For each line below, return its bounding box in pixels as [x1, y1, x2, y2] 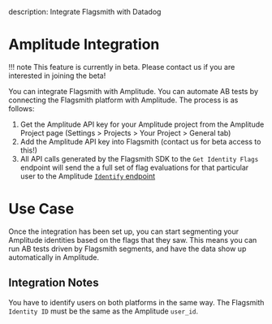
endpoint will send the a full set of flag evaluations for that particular [19, 162, 249, 172]
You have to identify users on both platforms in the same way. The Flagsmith [8, 297, 265, 307]
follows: [8, 103, 35, 113]
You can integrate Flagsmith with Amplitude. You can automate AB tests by [8, 86, 258, 96]
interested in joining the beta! [8, 71, 106, 80]
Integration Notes [8, 276, 99, 290]
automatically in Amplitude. [8, 252, 100, 262]
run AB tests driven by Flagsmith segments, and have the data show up [8, 244, 247, 253]
